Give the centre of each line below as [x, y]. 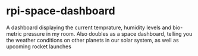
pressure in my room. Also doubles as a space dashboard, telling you [108, 33]
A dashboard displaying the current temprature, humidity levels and [89, 27]
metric [14, 33]
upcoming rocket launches [39, 46]
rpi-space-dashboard [61, 11]
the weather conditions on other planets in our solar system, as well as [93, 40]
